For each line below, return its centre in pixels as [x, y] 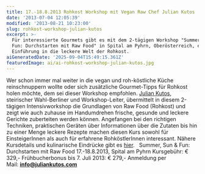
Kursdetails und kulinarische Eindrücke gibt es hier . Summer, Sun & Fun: [98, 145]
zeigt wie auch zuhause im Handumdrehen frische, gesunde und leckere [98, 113]
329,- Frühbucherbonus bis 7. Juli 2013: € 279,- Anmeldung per [86, 158]
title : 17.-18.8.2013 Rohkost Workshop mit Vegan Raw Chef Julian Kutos [101, 12]
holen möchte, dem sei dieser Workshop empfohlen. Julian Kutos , [89, 93]
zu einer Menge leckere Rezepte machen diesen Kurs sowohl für [88, 132]
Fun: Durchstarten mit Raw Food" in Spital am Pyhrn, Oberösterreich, [103, 46]
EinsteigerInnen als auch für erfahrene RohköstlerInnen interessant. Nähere [101, 138]
